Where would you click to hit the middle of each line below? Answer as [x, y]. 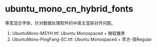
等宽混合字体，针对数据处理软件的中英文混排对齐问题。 [60, 23]
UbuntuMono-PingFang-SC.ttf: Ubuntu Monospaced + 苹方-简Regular [82, 39]
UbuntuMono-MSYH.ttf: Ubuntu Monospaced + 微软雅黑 [68, 33]
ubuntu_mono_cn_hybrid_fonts [69, 9]
